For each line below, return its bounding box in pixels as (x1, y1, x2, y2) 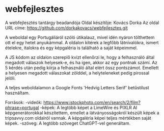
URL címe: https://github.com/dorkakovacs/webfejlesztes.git (5, 25, 128, 30)
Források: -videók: (5, 99, 43, 105)
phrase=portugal (5, 105, 39, 110)
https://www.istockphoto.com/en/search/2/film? (43, 99, 141, 105)
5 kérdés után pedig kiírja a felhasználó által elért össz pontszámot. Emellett (5, 65, 159, 71)
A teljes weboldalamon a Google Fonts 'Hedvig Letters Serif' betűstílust (5, 84, 149, 90)
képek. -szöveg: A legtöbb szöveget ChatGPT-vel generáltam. (5, 120, 131, 126)
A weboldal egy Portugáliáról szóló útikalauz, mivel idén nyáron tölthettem (5, 34, 155, 40)
